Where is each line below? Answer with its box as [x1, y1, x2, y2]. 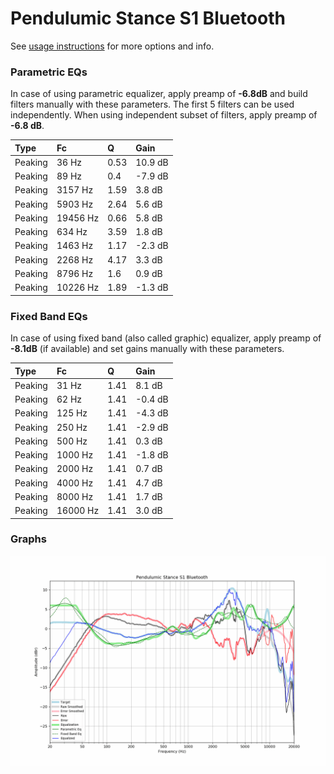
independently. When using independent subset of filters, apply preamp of [10, 109, 318, 121]
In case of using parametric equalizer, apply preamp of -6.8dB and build [10, 88, 308, 100]
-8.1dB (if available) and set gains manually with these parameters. [10, 343, 285, 355]
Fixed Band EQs [10, 309, 88, 323]
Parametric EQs [10, 65, 88, 79]
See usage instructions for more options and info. [10, 40, 215, 52]
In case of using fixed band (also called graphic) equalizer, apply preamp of [10, 332, 322, 344]
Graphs [10, 532, 47, 546]
